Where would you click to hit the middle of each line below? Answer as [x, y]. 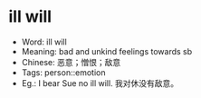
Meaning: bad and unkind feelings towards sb [107, 51]
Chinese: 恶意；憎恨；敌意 [71, 62]
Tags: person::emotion [63, 72]
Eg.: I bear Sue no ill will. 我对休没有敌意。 [100, 83]
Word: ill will [44, 42]
